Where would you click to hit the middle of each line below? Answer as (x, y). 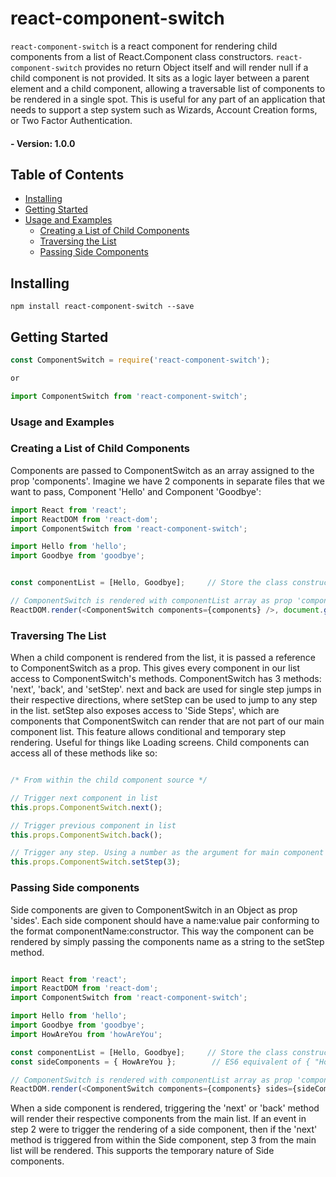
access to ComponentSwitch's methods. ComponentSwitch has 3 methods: (166, 679)
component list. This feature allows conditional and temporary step (148, 732)
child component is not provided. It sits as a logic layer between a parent (160, 78)
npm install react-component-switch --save (102, 307)
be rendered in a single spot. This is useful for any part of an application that (168, 99)
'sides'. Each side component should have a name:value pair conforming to (165, 920)
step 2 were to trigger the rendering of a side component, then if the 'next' (164, 1129)
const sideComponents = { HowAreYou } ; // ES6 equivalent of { (160, 1062)
